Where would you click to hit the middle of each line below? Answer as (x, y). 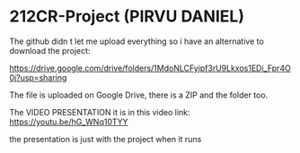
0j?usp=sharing (38, 77)
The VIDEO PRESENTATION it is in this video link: (100, 112)
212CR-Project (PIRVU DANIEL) (127, 17)
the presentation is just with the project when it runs (106, 139)
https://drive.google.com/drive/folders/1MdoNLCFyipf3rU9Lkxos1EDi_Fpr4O (150, 68)
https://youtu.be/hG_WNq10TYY (69, 122)
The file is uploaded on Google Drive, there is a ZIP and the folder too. (139, 95)
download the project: (50, 50)
